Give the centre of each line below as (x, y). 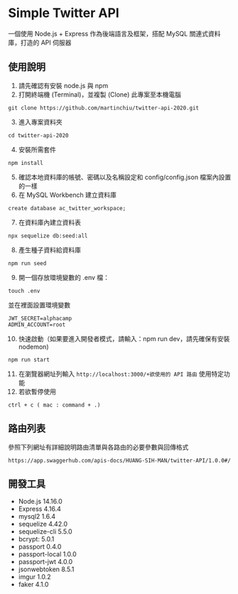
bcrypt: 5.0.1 (36, 539)
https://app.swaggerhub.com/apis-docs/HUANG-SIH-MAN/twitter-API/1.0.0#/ (120, 460)
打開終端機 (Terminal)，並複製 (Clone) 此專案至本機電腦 (100, 94)
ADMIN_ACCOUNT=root (37, 325)
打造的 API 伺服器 (46, 42)
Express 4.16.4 (39, 509)
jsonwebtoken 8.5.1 (46, 569)
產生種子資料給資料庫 (49, 249)
